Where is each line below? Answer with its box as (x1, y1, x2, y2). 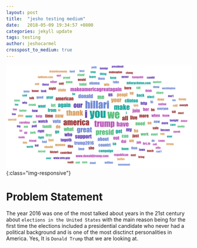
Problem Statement (6, 190, 103, 204)
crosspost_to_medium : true (6, 47, 73, 53)
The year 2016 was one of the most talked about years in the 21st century (6, 210, 185, 217)
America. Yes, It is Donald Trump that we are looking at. (6, 234, 139, 242)
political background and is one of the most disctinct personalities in (6, 228, 172, 236)
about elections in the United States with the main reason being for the (6, 216, 186, 223)
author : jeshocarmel (6, 41, 57, 47)
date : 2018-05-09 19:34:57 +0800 (6, 22, 94, 28)
